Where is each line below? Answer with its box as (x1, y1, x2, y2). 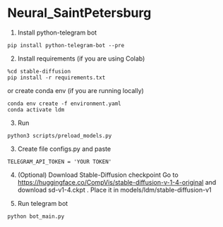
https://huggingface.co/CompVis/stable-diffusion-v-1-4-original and (17, 178, 217, 186)
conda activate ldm (7, 106, 65, 114)
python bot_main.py (7, 213, 65, 220)
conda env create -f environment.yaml (7, 100, 121, 107)
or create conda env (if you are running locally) (7, 86, 145, 94)
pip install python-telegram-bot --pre (7, 42, 125, 49)
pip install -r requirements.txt (7, 74, 106, 81)
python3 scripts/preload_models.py (7, 132, 112, 139)
